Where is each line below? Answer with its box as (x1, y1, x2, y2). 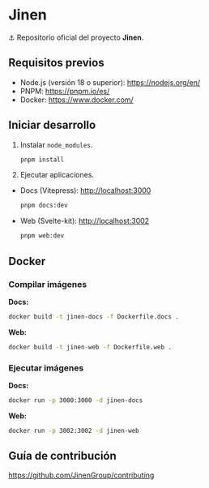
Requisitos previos (8, 56, 104, 70)
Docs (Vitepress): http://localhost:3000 (19, 186, 151, 195)
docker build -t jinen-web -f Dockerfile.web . (8, 343, 173, 351)
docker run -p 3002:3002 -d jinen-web (8, 426, 139, 434)
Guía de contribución (8, 449, 117, 463)
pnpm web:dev (19, 232, 65, 240)
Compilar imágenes (8, 278, 87, 289)
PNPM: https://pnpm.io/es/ (19, 86, 110, 96)
